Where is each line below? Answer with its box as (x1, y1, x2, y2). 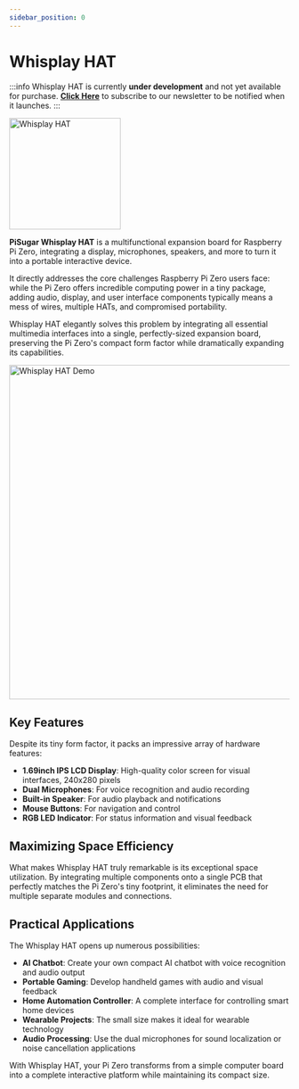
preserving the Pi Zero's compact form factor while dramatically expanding (9, 337, 285, 348)
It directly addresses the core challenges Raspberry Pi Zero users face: (9, 273, 271, 284)
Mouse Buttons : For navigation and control (21, 804, 181, 814)
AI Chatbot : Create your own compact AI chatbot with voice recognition (21, 958, 287, 968)
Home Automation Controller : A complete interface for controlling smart (21, 995, 289, 1006)
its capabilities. (9, 347, 65, 358)
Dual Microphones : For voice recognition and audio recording (21, 784, 250, 795)
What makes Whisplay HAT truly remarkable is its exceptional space (9, 862, 259, 873)
